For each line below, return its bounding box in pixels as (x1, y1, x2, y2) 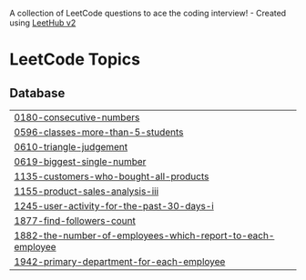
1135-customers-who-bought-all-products (14, 170, 209, 183)
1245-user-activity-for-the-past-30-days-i (14, 200, 214, 212)
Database (9, 85, 66, 101)
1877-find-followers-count (14, 215, 137, 226)
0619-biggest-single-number (14, 155, 147, 167)
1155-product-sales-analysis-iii (14, 185, 159, 197)
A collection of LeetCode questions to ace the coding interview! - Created (9, 8, 287, 18)
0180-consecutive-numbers (14, 111, 140, 124)
